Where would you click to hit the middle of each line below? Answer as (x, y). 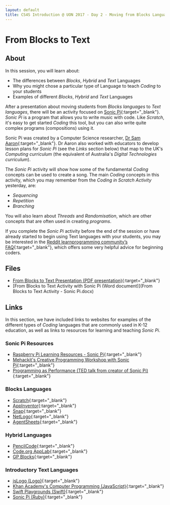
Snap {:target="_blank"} (37, 411)
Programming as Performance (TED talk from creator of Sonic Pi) (80, 371)
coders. (13, 252)
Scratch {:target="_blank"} (40, 400)
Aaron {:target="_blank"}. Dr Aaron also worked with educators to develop (82, 143)
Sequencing (25, 195)
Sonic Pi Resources (30, 344)
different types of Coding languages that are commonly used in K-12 (76, 325)
